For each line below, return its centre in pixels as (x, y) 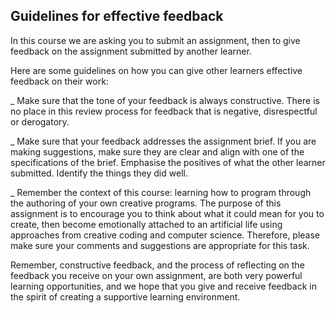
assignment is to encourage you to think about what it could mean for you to (167, 213)
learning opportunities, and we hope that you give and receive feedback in (163, 286)
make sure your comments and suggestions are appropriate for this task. (160, 245)
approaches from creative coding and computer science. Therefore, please (165, 235)
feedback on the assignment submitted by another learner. (131, 51)
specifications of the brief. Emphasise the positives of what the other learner (168, 162)
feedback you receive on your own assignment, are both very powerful (156, 275)
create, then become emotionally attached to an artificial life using (146, 224)
